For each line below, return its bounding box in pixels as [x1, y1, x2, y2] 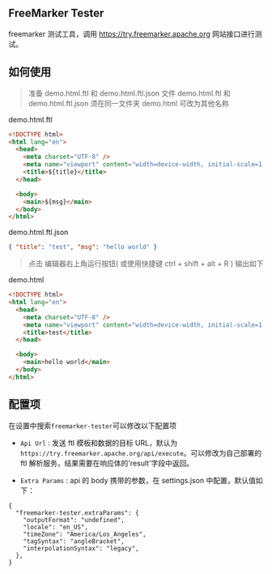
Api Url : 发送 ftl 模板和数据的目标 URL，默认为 [19, 438, 178, 448]
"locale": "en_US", [23, 523, 89, 531]
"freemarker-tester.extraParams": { [15, 508, 139, 517]
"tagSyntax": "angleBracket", [23, 537, 125, 546]
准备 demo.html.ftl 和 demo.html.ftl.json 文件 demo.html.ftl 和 [28, 88, 231, 98]
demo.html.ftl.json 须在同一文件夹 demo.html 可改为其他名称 [28, 98, 229, 108]
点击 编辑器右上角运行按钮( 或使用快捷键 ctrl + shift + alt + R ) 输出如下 [28, 259, 264, 268]
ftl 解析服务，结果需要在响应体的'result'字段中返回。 [19, 458, 194, 468]
